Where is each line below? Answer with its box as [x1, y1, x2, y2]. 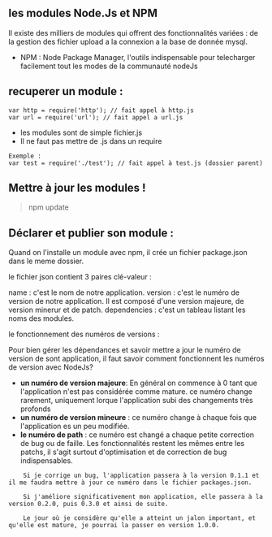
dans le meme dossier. [8, 256, 84, 266]
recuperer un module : [8, 84, 123, 98]
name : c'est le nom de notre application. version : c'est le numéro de [8, 288, 240, 297]
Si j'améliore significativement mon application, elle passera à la [23, 493, 264, 501]
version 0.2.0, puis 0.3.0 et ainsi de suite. [8, 500, 169, 509]
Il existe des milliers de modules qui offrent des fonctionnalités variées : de [8, 28, 258, 37]
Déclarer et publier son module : [8, 226, 175, 240]
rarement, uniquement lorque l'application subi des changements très [19, 396, 253, 405]
